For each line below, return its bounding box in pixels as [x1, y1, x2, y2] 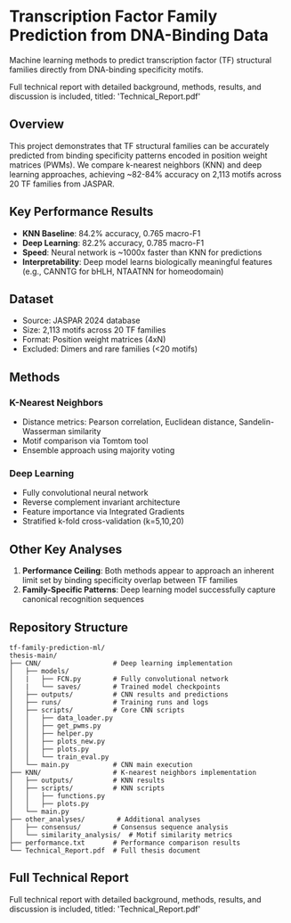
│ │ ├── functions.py [9, 791, 105, 800]
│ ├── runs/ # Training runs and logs [9, 697, 209, 706]
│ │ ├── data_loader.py [9, 713, 114, 722]
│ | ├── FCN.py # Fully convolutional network [9, 674, 229, 683]
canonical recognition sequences [21, 594, 145, 605]
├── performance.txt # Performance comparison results [9, 838, 241, 847]
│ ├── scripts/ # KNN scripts [9, 783, 166, 793]
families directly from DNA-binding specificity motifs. [9, 64, 204, 75]
